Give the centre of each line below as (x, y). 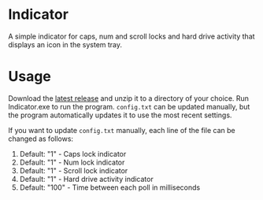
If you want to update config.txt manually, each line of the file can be (122, 130)
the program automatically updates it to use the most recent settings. (120, 115)
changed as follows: (41, 139)
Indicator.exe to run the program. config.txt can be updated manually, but (129, 106)
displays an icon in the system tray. (65, 44)
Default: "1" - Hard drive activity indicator (86, 179)
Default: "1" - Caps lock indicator (73, 154)
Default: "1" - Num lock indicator (72, 162)
